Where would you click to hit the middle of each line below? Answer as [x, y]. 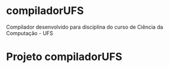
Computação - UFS [30, 33]
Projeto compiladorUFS [64, 57]
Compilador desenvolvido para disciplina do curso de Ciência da [85, 27]
